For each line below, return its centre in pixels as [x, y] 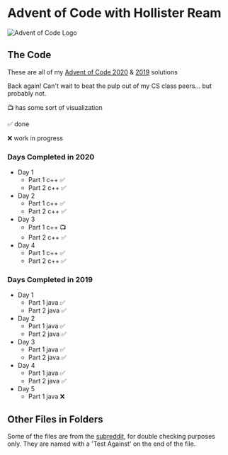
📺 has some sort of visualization [55, 107]
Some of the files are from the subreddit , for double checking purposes [112, 437]
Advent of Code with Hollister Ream [114, 13]
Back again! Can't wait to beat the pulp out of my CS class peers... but [110, 86]
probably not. [27, 93]
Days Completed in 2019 [50, 279]
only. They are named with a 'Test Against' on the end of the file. [102, 444]
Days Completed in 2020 [51, 157]
